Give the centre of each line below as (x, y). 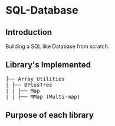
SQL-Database (42, 10)
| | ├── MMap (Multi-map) (43, 96)
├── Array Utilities (35, 79)
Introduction (29, 32)
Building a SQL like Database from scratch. (57, 46)
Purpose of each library (50, 115)
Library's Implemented (48, 65)
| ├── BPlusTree (29, 85)
